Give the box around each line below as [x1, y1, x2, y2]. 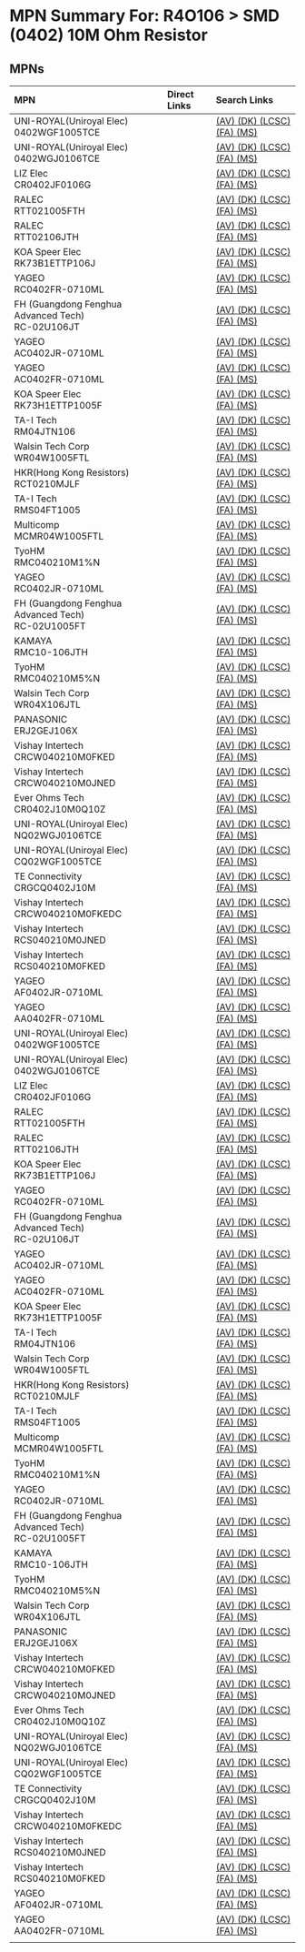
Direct [167, 88, 194, 100]
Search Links [215, 94, 274, 106]
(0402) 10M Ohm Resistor [9, 25, 209, 46]
